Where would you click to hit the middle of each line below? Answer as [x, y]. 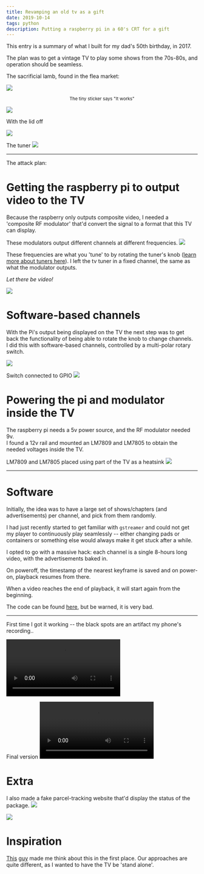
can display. [21, 230]
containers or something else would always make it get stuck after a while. [100, 540]
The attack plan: [27, 163]
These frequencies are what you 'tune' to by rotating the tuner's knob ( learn [101, 255]
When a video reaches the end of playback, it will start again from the [93, 589]
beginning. [20, 595]
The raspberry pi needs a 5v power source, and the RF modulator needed [98, 430]
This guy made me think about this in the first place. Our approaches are [97, 858]
